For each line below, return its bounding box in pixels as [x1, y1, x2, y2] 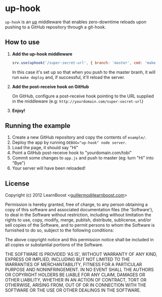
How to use [5, 38, 40, 47]
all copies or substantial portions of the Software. [5, 242, 103, 248]
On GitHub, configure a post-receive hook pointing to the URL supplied [12, 93, 154, 99]
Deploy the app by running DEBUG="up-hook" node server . [12, 140, 127, 145]
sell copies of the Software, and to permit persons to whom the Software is [5, 222, 155, 228]
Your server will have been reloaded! [12, 165, 86, 171]
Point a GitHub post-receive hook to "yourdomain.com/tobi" [12, 150, 132, 156]
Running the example [5, 122, 71, 130]
